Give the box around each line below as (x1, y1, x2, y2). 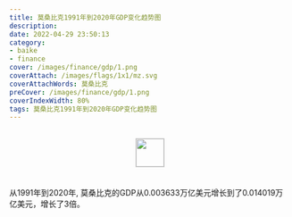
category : (9, 38, 46, 47)
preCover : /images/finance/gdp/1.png (9, 88, 150, 96)
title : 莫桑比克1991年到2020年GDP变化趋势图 (9, 13, 162, 22)
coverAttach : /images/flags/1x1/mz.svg (9, 71, 158, 80)
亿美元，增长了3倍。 (9, 198, 85, 210)
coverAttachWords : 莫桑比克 (9, 79, 109, 88)
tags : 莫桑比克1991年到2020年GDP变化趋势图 (9, 104, 158, 113)
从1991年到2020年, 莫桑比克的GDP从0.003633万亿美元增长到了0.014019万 (9, 188, 284, 198)
